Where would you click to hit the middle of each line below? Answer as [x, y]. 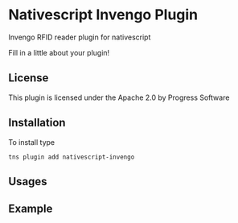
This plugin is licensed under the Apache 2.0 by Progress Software [119, 97]
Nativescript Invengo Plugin [103, 15]
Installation [37, 123]
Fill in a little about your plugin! [59, 52]
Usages [28, 182]
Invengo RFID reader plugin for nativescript [80, 37]
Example [31, 209]
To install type [32, 142]
